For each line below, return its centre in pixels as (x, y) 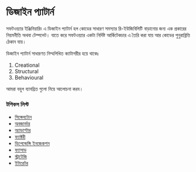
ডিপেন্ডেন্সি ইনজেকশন (32, 143)
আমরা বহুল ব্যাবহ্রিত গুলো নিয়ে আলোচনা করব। (45, 89)
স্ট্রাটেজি (21, 157)
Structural (27, 71)
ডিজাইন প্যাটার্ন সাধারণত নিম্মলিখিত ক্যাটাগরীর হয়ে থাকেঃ (52, 53)
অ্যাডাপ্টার (23, 130)
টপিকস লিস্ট (18, 104)
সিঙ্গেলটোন (23, 117)
